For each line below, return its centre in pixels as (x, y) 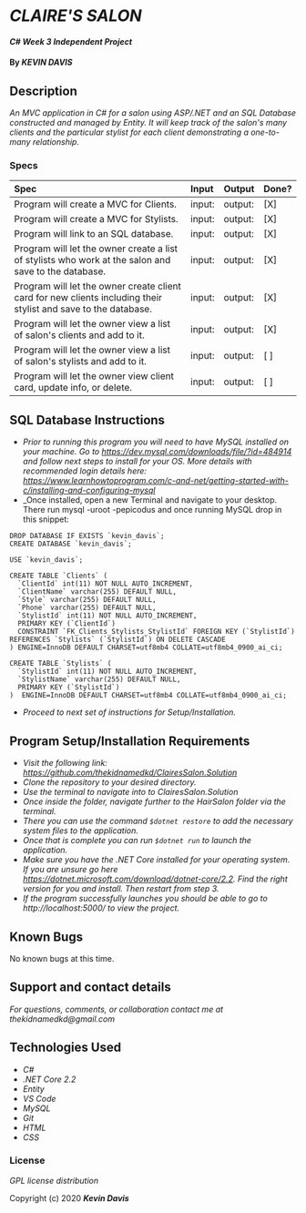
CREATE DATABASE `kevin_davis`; (71, 544)
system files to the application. (81, 831)
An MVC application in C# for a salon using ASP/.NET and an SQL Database (153, 113)
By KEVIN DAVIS (41, 62)
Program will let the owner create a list (96, 249)
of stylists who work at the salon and (92, 260)
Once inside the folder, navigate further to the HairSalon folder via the (154, 801)
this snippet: (46, 519)
